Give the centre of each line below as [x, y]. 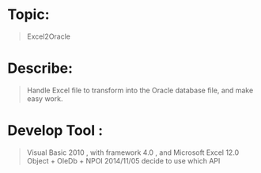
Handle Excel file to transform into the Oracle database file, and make [140, 90]
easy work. [45, 98]
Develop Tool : [55, 131]
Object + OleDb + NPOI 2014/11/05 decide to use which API [123, 160]
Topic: [28, 15]
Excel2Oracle [49, 36]
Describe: [40, 68]
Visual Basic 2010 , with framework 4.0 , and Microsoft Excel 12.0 [133, 152]
